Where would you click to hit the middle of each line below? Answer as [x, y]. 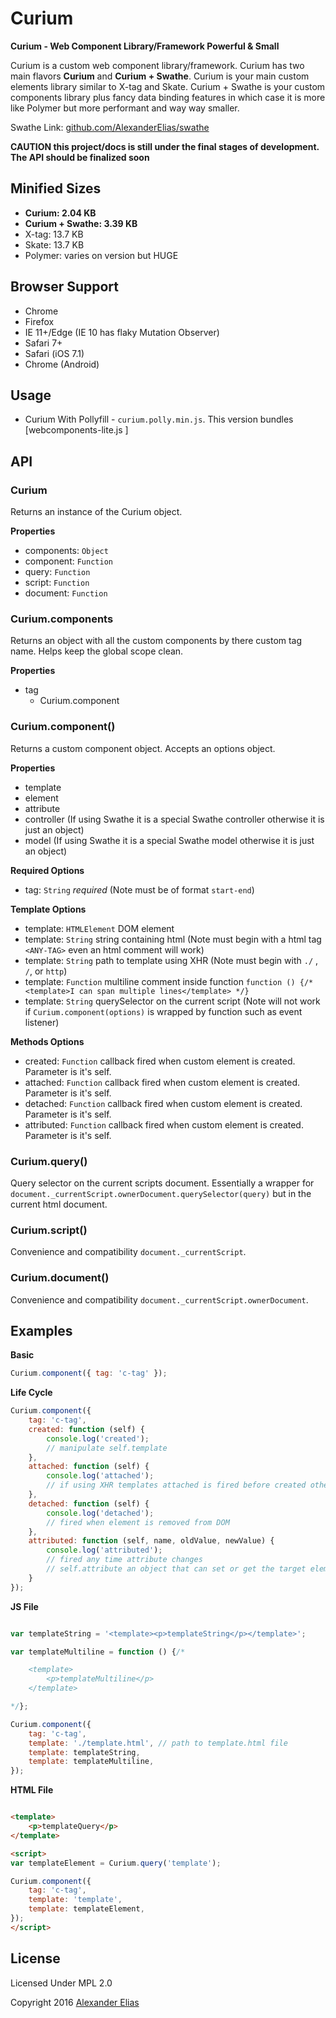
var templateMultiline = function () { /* [98, 1652]
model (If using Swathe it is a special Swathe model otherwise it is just [169, 840]
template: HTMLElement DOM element [99, 928]
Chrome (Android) [62, 364]
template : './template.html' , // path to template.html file [158, 1743]
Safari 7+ [43, 343]
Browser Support [65, 287]
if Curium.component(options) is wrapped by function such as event [163, 1011]
